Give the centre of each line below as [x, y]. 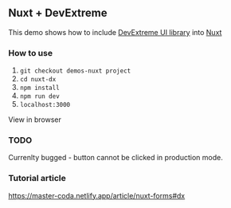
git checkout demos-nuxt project [75, 71]
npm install [39, 88]
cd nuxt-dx [38, 80]
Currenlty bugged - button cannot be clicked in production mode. [115, 158]
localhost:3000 [45, 105]
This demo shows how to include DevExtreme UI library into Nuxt [115, 32]
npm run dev [39, 96]
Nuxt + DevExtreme [58, 13]
